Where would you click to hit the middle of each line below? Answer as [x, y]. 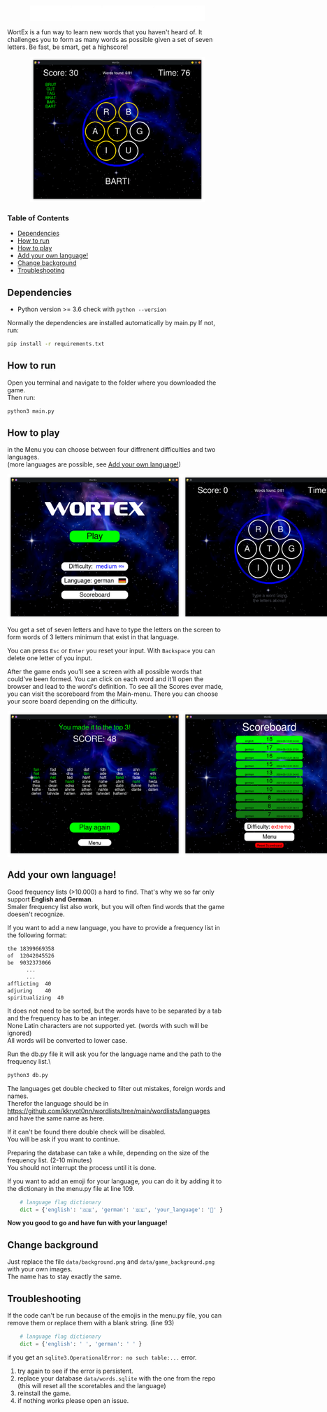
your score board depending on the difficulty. [73, 701]
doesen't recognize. [36, 914]
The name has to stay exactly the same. [65, 1277]
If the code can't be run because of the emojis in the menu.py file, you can [115, 1315]
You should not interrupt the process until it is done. [82, 1167]
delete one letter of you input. [50, 658]
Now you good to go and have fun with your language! [87, 1223]
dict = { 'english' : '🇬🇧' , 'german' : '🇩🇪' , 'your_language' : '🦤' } [122, 1210]
